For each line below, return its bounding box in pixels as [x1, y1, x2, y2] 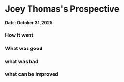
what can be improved [5, 71, 58, 78]
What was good [5, 45, 42, 51]
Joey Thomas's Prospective [5, 3, 120, 15]
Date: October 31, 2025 [5, 19, 53, 25]
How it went [5, 32, 34, 38]
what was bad [5, 58, 39, 65]
